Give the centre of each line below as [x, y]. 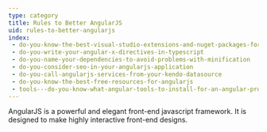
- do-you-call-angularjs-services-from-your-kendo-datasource [117, 74]
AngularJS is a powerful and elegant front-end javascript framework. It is [127, 111]
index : [19, 38]
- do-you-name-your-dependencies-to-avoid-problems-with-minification [131, 60]
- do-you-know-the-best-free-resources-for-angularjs [103, 81]
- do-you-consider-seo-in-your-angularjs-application [103, 67]
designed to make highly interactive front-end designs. [98, 120]
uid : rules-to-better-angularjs [62, 30]
